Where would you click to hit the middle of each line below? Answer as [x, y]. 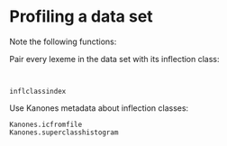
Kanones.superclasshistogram [64, 132]
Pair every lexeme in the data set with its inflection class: [114, 59]
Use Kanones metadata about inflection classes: [99, 108]
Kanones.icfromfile [46, 124]
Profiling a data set [81, 17]
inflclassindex [38, 91]
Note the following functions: [63, 41]
